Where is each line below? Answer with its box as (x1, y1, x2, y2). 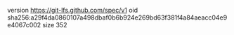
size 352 (42, 21, 67, 29)
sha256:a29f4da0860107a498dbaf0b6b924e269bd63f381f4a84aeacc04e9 (7, 13, 228, 22)
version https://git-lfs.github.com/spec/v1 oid (7, 6, 138, 14)
